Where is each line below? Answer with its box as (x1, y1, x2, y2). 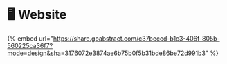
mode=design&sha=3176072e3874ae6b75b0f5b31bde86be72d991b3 (7, 49, 206, 57)
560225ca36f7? (7, 41, 53, 50)
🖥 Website (7, 7, 67, 23)
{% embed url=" (7, 34, 54, 43)
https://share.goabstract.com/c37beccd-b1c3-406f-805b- (53, 34, 220, 43)
